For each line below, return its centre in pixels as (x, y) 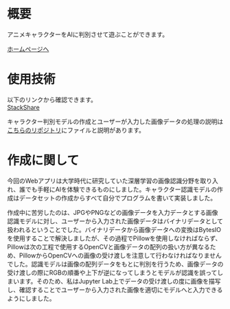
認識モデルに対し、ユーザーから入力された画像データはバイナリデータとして (115, 221)
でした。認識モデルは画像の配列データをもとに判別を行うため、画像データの (115, 264)
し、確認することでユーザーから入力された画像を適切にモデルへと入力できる (115, 290)
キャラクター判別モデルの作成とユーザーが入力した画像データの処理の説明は (115, 122)
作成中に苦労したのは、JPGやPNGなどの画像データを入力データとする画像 (113, 212)
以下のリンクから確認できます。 (52, 100)
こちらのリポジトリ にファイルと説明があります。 (76, 130)
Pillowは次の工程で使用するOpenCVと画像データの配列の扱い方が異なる (109, 247)
